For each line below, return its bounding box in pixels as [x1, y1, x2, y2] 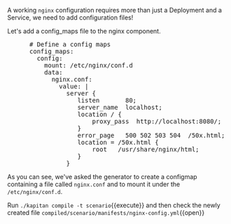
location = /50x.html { [77, 139, 159, 146]
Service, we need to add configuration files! [7, 13, 134, 22]
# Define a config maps [29, 41, 111, 48]
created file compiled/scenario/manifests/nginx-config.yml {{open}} [7, 209, 205, 216]
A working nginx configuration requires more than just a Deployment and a [7, 6, 223, 14]
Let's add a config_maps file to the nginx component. [7, 27, 161, 35]
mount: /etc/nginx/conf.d [44, 62, 133, 69]
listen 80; [77, 97, 137, 104]
